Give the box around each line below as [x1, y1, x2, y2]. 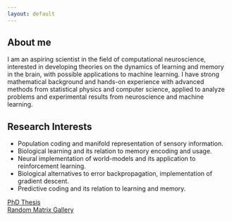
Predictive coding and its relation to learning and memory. [17, 184, 186, 193]
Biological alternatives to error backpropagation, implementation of [17, 169, 213, 178]
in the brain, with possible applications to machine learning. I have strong [7, 70, 220, 78]
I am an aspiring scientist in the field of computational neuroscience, [7, 55, 206, 64]
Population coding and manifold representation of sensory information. [17, 139, 224, 148]
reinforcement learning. [17, 162, 86, 170]
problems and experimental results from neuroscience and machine [7, 92, 204, 101]
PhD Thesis [7, 198, 41, 207]
